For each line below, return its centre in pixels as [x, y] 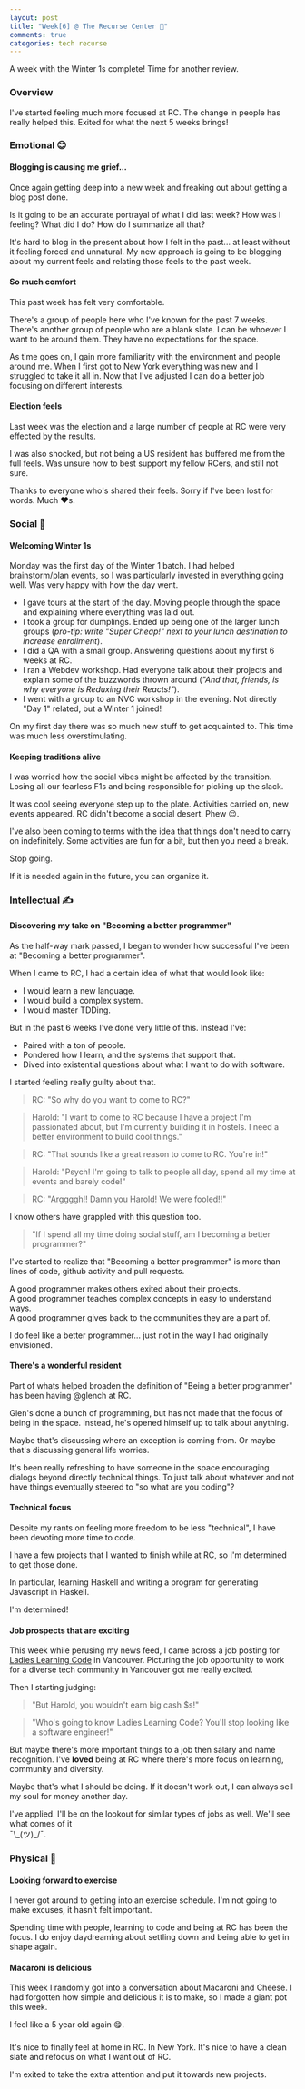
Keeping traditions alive [55, 757]
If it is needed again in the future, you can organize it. [109, 876]
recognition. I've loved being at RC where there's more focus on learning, [147, 1759]
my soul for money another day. [69, 1797]
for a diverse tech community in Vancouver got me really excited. [131, 1670]
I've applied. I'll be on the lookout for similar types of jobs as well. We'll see [150, 1814]
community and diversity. [57, 1769]
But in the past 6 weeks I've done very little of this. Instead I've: [128, 1027]
